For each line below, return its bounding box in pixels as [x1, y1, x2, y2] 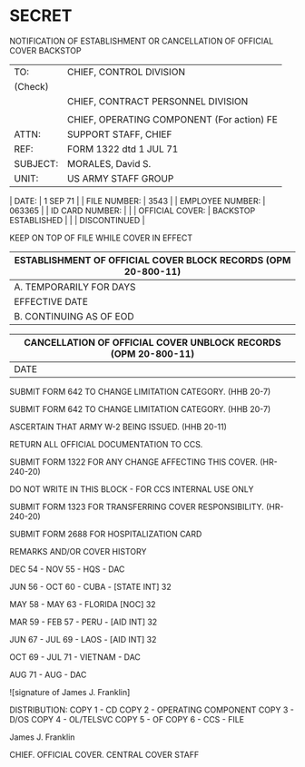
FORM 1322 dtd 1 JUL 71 [66, 143, 179, 155]
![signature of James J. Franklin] [9, 686, 131, 697]
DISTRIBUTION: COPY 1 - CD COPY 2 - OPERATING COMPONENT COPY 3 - [9, 704, 295, 715]
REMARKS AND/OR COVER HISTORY [9, 546, 147, 556]
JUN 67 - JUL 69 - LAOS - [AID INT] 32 [9, 634, 157, 644]
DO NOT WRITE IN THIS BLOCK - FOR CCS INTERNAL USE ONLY [9, 483, 254, 495]
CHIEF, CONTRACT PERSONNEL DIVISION [66, 94, 249, 107]
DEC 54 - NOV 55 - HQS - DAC [9, 564, 125, 575]
